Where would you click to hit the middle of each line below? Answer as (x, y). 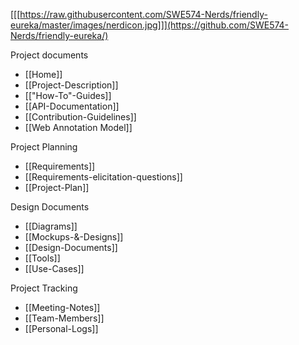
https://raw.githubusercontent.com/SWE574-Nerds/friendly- (143, 14)
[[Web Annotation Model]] (78, 127)
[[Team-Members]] (64, 318)
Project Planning (44, 147)
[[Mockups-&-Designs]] (74, 237)
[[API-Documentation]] (72, 106)
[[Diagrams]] (51, 226)
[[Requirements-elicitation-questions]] (103, 177)
